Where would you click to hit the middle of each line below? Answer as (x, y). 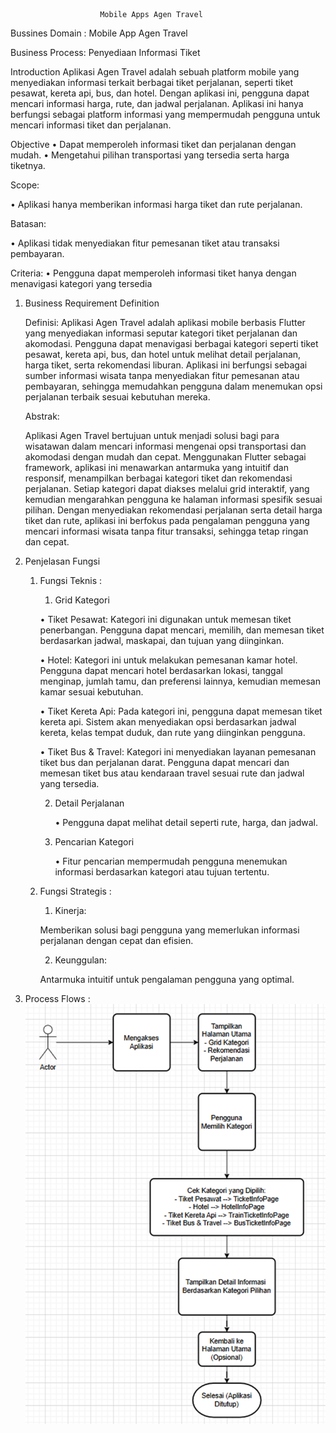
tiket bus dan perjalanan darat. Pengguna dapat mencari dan (164, 762)
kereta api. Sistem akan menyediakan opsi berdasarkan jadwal (168, 722)
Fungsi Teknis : (71, 580)
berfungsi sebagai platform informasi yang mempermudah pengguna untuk (165, 114)
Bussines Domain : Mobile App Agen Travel (99, 33)
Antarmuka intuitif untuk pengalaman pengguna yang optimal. (167, 979)
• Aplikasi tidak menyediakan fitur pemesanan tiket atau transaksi (145, 243)
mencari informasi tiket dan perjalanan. (91, 125)
